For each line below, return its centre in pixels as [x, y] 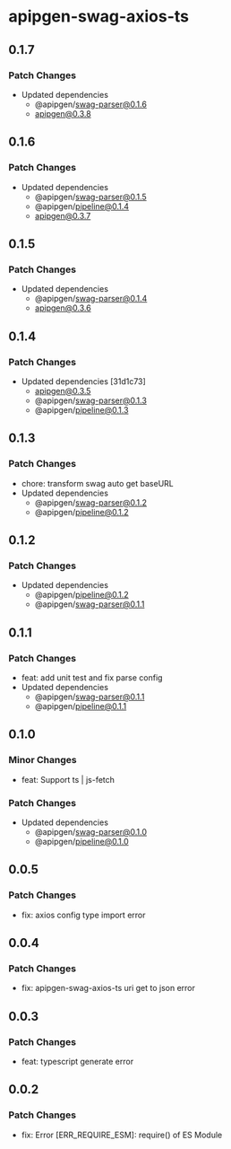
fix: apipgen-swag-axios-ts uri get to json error [108, 988]
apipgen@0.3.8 [63, 113]
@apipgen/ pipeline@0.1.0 [81, 841]
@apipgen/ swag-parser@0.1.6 [90, 104]
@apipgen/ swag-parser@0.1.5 [90, 197]
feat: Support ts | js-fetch [68, 779]
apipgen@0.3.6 [63, 308]
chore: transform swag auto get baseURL [97, 483]
